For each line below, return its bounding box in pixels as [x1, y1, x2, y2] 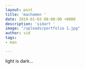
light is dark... [5, 58, 34, 64]
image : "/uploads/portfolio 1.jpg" [5, 26, 80, 31]
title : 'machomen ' [5, 12, 47, 17]
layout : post [5, 7, 33, 12]
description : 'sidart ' [5, 21, 56, 26]
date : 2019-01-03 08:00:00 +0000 [5, 16, 76, 21]
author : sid [5, 30, 30, 35]
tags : [5, 35, 17, 40]
